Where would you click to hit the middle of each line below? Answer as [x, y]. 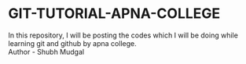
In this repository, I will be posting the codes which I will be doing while [123, 35]
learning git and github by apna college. [72, 43]
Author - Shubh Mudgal [46, 52]
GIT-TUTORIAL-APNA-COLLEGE [114, 14]
